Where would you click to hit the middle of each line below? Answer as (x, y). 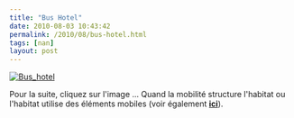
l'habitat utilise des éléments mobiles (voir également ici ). (116, 104)
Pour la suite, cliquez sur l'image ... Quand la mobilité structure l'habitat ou (147, 95)
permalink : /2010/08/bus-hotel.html (78, 34)
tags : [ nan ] (32, 43)
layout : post (34, 51)
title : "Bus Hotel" (46, 18)
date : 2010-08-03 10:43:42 (60, 26)
